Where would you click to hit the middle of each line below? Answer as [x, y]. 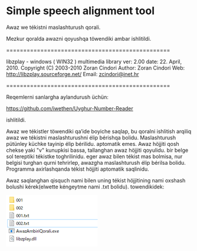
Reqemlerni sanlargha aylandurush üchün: [58, 97]
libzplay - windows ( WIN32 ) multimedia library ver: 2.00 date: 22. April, [94, 61]
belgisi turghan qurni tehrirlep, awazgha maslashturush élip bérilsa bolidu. [96, 162]
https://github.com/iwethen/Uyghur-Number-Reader [70, 108]
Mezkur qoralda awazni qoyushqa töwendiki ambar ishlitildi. [79, 38]
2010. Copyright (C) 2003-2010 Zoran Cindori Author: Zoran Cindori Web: [96, 68]
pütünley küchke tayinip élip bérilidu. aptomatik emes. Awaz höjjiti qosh [93, 144]
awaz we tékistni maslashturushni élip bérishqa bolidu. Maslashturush [91, 138]
